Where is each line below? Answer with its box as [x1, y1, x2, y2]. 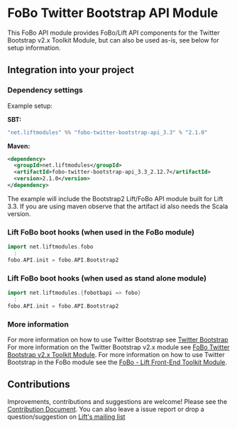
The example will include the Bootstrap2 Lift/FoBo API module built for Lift [7, 194, 224, 203]
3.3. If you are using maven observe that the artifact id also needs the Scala [7, 202, 228, 210]
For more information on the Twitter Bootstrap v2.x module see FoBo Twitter [7, 343, 230, 351]
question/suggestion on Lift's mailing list [7, 412, 126, 421]
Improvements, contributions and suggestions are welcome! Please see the [7, 397, 228, 405]
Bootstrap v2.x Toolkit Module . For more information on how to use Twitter [7, 351, 225, 359]
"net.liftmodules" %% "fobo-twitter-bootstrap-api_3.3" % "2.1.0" [7, 129, 208, 136]
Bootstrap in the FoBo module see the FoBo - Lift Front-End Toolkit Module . [7, 358, 227, 366]
